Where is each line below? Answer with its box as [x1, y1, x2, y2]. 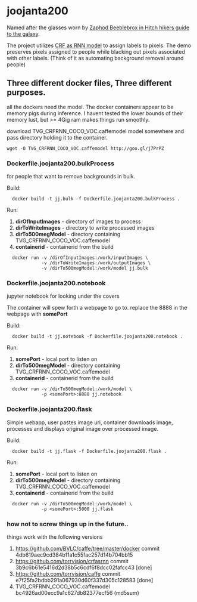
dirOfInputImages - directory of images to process [15, 218, 142, 225]
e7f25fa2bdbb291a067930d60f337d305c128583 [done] [15, 576, 154, 584]
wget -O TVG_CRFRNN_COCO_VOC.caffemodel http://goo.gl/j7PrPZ [7, 145, 164, 152]
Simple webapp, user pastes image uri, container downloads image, [7, 419, 173, 426]
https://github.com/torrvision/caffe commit [15, 570, 121, 577]
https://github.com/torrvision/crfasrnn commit [15, 557, 129, 564]
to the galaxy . [7, 30, 40, 37]
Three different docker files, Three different [7, 78, 172, 88]
